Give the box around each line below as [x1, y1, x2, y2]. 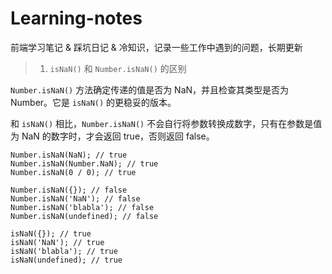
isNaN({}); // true [10, 228, 92, 239]
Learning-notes [10, 7, 143, 30]
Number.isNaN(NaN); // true [10, 150, 128, 160]
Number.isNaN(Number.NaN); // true [10, 158, 159, 169]
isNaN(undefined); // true [10, 255, 123, 265]
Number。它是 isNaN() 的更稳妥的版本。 [10, 96, 177, 108]
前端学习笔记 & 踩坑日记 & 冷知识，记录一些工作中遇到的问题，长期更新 [10, 41, 303, 53]
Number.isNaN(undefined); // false [10, 211, 159, 221]
